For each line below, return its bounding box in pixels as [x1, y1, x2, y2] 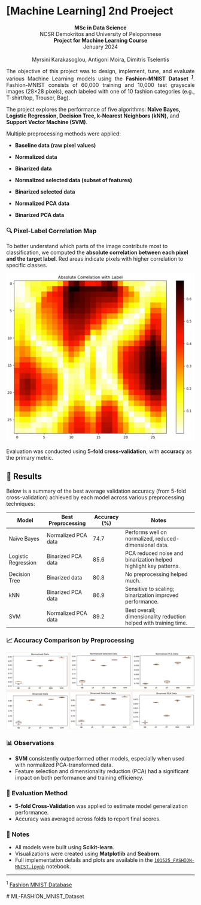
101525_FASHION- [154, 858, 195, 864]
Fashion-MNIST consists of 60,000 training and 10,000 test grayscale [6, 81, 195, 88]
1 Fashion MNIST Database [6, 880, 72, 888]
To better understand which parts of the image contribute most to [6, 242, 168, 249]
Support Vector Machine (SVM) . [6, 118, 88, 125]
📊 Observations [6, 739, 54, 747]
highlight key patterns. [125, 562, 181, 569]
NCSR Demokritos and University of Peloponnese [39, 30, 162, 37]
